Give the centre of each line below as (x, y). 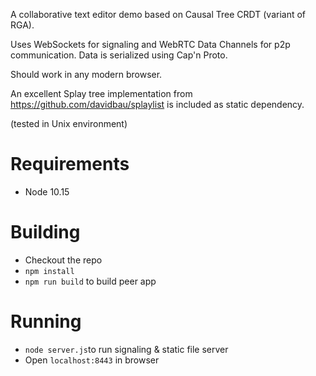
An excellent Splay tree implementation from (101, 93)
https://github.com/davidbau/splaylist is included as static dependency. (157, 104)
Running (46, 321)
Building (45, 232)
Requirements (70, 164)
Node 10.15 (47, 191)
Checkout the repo (63, 260)
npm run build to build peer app (90, 281)
